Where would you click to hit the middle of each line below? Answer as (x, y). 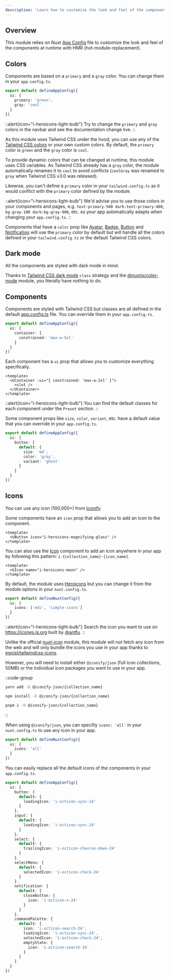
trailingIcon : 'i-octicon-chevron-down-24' (70, 848)
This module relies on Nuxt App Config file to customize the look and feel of (84, 43)
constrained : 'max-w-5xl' (46, 338)
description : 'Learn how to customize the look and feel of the (74, 10)
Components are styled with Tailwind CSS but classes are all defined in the (83, 309)
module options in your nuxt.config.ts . (46, 589)
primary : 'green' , (34, 100)
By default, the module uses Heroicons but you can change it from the (78, 584)
